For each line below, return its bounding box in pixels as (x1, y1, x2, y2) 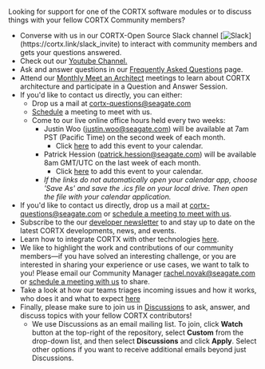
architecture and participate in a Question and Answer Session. (19, 81, 228, 91)
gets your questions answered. (19, 48, 122, 57)
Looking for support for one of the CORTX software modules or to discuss (8, 7, 252, 16)
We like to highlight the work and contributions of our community (19, 243, 234, 252)
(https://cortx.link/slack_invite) (19, 39, 121, 49)
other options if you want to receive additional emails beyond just (31, 345, 247, 354)
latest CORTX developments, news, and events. (19, 226, 177, 235)
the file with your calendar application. (43, 192, 172, 201)
